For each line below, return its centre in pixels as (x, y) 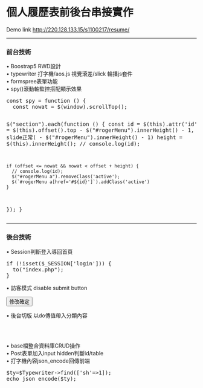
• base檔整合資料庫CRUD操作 (43, 346)
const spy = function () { (46, 101)
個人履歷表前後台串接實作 (70, 12)
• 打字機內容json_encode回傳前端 (48, 361)
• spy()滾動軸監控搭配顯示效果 (44, 89)
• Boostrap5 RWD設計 (34, 66)
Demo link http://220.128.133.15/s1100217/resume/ (68, 29)
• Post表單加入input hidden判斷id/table (55, 353)
